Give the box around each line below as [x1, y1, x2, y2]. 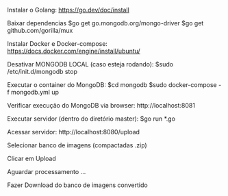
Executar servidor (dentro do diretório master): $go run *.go [7, 114, 176, 123]
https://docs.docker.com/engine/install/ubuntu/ [7, 47, 140, 55]
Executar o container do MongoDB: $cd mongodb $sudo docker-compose [7, 81, 217, 88]
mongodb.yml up [11, 88, 60, 96]
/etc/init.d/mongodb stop [7, 68, 77, 75]
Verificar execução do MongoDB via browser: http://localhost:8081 [7, 101, 195, 109]
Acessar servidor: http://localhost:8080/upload [7, 128, 140, 136]
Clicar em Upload [7, 154, 56, 162]
